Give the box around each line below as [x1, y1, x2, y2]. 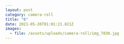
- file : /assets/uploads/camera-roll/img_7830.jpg [10, 31, 119, 36]
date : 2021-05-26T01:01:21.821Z [5, 21, 74, 27]
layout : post [5, 7, 33, 13]
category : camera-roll [5, 12, 53, 17]
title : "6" [5, 17, 28, 22]
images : [5, 26, 22, 31]
